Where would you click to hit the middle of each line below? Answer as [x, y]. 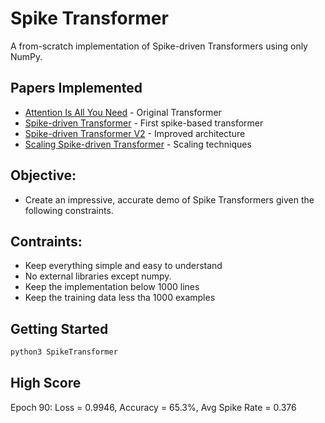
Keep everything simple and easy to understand [123, 266]
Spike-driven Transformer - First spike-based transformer [144, 123]
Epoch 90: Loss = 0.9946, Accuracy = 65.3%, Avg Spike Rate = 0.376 [153, 407]
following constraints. [69, 210]
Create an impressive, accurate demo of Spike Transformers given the [169, 199]
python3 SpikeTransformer [64, 352]
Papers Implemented [76, 88]
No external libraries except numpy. [98, 276]
